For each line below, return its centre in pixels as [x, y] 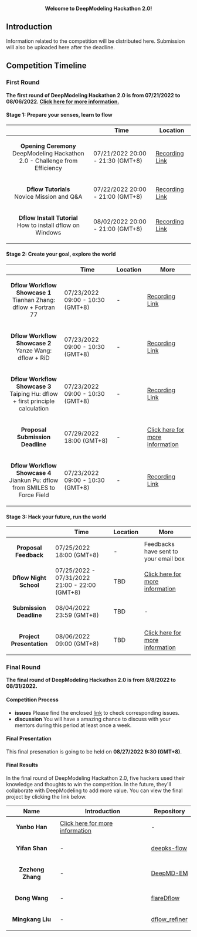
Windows [48, 232]
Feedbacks [159, 544]
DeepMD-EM [169, 873]
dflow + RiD [33, 358]
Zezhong [31, 870]
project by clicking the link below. [46, 797]
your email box [164, 559]
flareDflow [165, 898]
